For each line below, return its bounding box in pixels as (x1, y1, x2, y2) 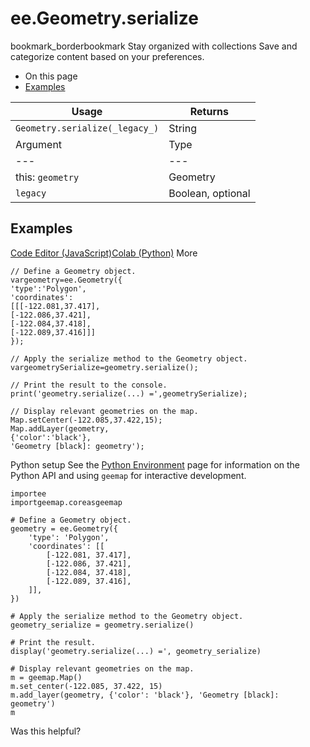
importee (10, 488, 47, 499)
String (168, 121, 197, 135)
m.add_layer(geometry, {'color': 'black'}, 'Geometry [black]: (10, 690, 280, 700)
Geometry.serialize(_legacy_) (15, 122, 160, 134)
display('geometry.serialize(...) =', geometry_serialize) (10, 646, 262, 656)
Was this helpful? (10, 725, 82, 737)
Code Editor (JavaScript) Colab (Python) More (10, 247, 198, 259)
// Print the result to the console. (10, 380, 168, 390)
